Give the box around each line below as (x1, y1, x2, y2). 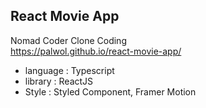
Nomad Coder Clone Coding (10, 34, 127, 46)
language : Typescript (24, 64, 115, 76)
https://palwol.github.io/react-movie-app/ (10, 45, 182, 57)
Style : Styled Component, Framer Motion (24, 85, 197, 98)
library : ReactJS (24, 75, 94, 87)
